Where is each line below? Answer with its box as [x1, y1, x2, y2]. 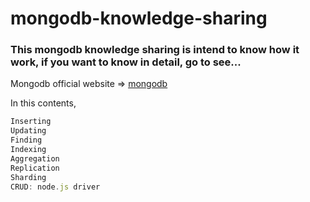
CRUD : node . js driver [10, 182, 101, 192]
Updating [10, 126, 47, 136]
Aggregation [10, 153, 60, 164]
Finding [10, 135, 43, 146]
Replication [10, 163, 60, 173]
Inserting [10, 117, 52, 127]
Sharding [10, 172, 47, 182]
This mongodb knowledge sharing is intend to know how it [10, 43, 300, 57]
